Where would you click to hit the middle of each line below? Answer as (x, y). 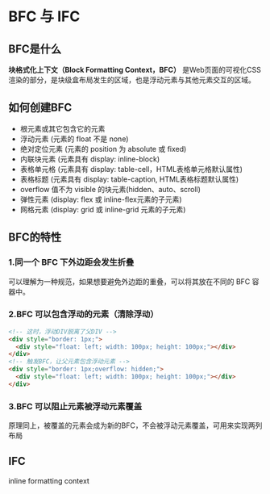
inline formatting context (49, 480)
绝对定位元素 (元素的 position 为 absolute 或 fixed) (103, 149)
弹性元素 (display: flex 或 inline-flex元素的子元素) (101, 199)
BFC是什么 (35, 49)
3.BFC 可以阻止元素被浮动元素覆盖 (75, 406)
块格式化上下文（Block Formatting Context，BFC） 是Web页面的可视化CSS (135, 70)
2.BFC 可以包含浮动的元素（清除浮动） (83, 314)
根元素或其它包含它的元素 (62, 128)
